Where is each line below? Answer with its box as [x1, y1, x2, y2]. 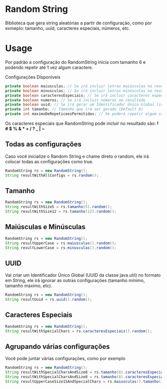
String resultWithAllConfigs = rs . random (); [5, 173, 99, 178]
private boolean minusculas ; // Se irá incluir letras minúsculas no [5, 88, 153, 93]
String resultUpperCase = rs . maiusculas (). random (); [5, 240, 117, 246]
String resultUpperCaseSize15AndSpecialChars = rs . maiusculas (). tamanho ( [5, 379, 162, 384]
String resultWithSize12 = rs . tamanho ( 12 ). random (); [5, 209, 117, 214]
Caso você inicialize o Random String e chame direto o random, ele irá [5, 153, 149, 159]
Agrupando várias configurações [5, 342, 110, 351]
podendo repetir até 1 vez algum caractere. [5, 64, 93, 70]
